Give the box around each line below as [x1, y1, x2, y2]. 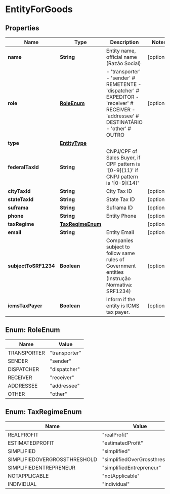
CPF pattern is [106, 160, 140, 168]
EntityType [60, 140, 87, 146]
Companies [106, 237, 134, 244]
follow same [106, 250, 135, 257]
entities [106, 269, 124, 275]
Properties [5, 24, 39, 32]
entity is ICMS [106, 302, 140, 309]
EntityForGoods [5, 4, 73, 15]
